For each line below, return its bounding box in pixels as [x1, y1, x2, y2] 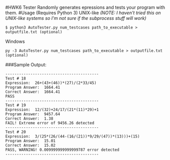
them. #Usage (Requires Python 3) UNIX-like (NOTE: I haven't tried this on [5, 10, 161, 16]
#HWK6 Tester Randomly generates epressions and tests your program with [5, 5, 165, 10]
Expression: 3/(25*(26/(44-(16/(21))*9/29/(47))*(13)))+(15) [5, 134, 140, 139]
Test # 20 [5, 129, 26, 135]
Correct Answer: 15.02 [5, 143, 56, 148]
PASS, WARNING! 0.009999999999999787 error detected [5, 147, 120, 152]
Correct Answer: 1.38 [5, 116, 53, 121]
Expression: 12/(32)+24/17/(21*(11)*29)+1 [5, 107, 99, 112]
